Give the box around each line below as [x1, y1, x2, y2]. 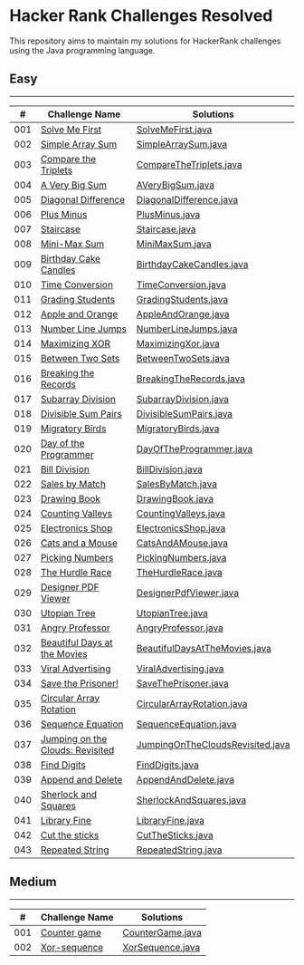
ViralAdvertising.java [136, 662, 224, 675]
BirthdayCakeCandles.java [136, 257, 249, 270]
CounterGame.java [121, 926, 202, 939]
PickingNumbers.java [136, 551, 227, 564]
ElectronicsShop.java [136, 522, 226, 535]
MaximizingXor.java [136, 337, 220, 350]
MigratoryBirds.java [136, 422, 220, 435]
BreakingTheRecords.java [136, 372, 246, 385]
